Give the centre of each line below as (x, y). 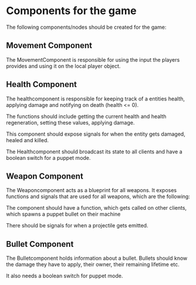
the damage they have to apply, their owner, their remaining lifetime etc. (93, 264)
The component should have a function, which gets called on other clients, (96, 208)
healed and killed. (27, 140)
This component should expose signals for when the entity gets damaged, (96, 134)
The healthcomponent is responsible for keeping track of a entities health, (95, 99)
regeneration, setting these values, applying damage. (70, 122)
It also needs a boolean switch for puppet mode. (65, 276)
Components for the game (71, 11)
